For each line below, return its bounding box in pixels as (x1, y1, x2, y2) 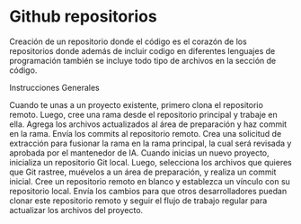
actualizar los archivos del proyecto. (9, 204, 144, 215)
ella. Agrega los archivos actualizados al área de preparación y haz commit (9, 119, 288, 130)
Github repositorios (9, 6, 157, 27)
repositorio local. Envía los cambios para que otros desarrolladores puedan (9, 185, 288, 196)
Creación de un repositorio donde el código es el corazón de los (9, 36, 247, 47)
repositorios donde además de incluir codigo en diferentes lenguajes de (9, 45, 276, 56)
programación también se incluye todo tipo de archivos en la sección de (9, 55, 277, 66)
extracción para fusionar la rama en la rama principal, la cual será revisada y (9, 138, 292, 148)
